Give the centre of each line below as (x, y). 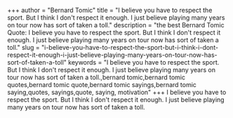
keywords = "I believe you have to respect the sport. (144, 62)
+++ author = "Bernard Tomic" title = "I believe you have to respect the (110, 10)
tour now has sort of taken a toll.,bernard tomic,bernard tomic (96, 77)
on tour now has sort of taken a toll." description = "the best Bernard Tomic (116, 25)
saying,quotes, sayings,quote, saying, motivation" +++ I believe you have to (117, 92)
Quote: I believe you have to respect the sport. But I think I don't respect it (114, 32)
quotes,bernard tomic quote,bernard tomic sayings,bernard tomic (102, 85)
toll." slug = (24, 47)
